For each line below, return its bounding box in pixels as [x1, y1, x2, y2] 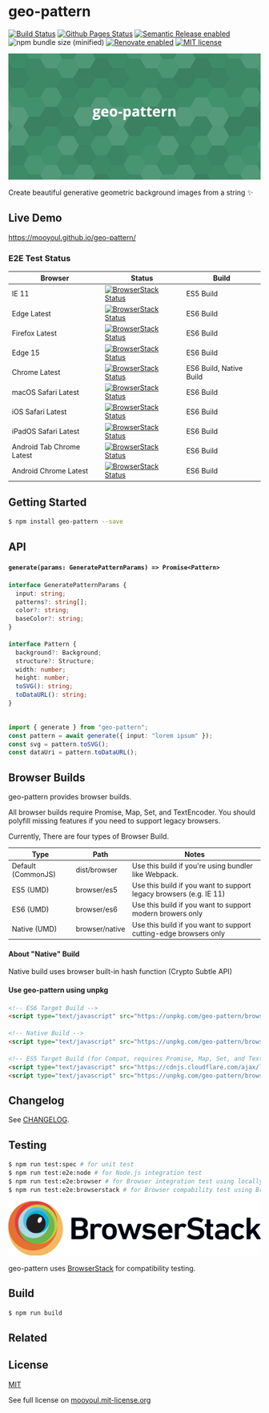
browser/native [75, 924, 126, 934]
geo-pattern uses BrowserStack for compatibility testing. [8, 1263, 196, 1273]
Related [8, 1330, 48, 1344]
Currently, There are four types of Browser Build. [8, 831, 170, 841]
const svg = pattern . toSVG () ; [8, 740, 110, 748]
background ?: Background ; [15, 648, 102, 657]
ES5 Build [186, 289, 219, 299]
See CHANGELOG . [8, 1115, 70, 1125]
